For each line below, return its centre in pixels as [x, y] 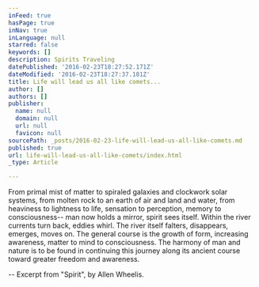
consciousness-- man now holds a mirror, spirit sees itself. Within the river [129, 217]
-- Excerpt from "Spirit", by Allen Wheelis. [76, 274]
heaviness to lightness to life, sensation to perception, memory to [115, 209]
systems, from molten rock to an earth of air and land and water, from [122, 200]
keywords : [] [30, 52]
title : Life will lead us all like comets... [84, 81]
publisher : [26, 104]
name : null [33, 111]
